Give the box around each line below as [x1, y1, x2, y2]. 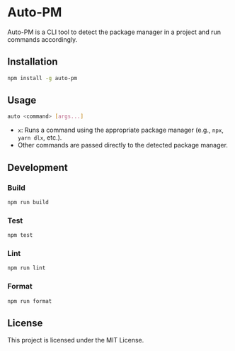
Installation [7, 56, 58, 68]
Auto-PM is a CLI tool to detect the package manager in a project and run [7, 28, 222, 36]
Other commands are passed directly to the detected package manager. [17, 141, 229, 150]
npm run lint [7, 264, 46, 272]
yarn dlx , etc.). [17, 133, 62, 142]
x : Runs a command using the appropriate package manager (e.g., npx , [17, 126, 224, 135]
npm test [7, 232, 33, 239]
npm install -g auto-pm [7, 74, 78, 82]
